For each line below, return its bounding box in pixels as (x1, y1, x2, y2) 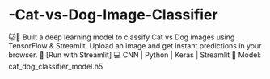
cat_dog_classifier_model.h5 (8, 61, 103, 71)
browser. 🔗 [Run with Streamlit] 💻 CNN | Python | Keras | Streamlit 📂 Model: (8, 50, 261, 60)
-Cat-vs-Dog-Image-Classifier (8, 6, 218, 24)
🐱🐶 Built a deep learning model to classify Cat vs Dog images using (8, 32, 235, 42)
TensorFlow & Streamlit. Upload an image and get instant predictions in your (8, 40, 262, 50)
